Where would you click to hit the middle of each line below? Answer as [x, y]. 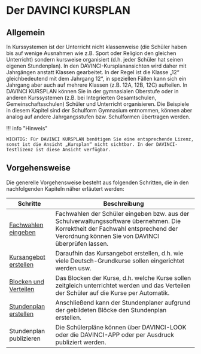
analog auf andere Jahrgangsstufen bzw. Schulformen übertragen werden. [98, 117]
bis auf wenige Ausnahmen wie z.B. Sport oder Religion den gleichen [91, 53]
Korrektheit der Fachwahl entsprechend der [117, 228]
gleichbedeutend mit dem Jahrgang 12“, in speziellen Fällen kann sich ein [96, 79]
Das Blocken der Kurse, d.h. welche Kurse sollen [123, 277]
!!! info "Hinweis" [27, 128]
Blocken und [27, 282]
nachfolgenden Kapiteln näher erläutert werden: [65, 188]
